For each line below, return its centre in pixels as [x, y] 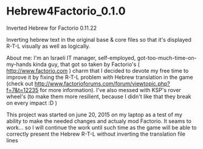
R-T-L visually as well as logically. [48, 46]
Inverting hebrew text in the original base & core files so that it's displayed [99, 39]
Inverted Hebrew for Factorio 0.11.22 [52, 28]
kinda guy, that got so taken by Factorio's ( [86, 64]
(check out [20, 84]
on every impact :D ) [32, 103]
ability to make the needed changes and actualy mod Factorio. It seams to [99, 121]
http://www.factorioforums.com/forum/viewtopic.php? [102, 84]
